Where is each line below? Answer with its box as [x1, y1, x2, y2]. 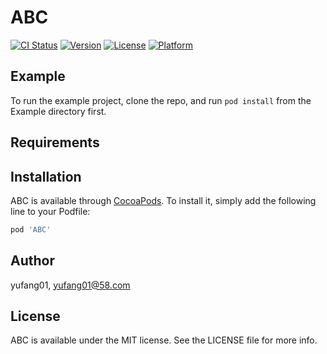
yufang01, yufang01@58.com [10, 279, 131, 291]
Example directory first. [10, 105, 107, 117]
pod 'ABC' [10, 224, 52, 235]
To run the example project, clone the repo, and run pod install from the [10, 94, 312, 106]
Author [10, 252, 55, 270]
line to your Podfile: [10, 205, 91, 217]
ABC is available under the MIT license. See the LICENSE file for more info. [10, 334, 318, 346]
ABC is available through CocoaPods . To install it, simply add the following [10, 194, 317, 206]
